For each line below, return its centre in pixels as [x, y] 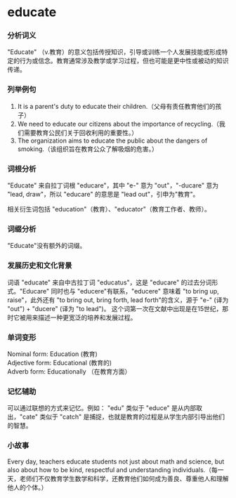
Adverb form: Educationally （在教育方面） [69, 371]
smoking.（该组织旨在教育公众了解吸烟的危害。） [87, 149]
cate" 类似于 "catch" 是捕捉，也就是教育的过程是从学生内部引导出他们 [124, 417]
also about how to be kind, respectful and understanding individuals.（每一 [116, 470]
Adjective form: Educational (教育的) [60, 362]
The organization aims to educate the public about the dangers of [112, 140]
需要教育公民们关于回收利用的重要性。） [81, 132]
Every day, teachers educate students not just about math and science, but [116, 461]
